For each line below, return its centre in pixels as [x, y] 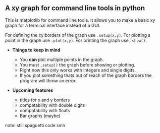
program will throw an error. [48, 80]
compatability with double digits [52, 105]
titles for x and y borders [45, 100]
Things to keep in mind [36, 50]
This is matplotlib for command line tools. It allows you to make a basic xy [80, 20]
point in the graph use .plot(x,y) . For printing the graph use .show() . [76, 40]
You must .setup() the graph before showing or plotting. [77, 65]
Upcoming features [33, 90]
